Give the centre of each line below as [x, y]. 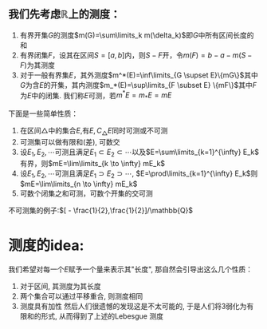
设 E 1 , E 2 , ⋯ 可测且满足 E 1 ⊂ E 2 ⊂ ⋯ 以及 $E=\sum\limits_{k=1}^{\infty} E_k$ [139, 153]
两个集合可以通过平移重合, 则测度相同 [81, 296]
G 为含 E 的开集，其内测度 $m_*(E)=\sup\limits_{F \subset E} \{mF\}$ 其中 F [138, 85]
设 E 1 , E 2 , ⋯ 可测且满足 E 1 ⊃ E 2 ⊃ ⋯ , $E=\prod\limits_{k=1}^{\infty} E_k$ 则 [139, 174]
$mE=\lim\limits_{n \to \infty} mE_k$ [79, 184]
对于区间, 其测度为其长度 [60, 286]
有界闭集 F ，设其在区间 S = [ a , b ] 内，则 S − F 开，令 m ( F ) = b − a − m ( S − [136, 55]
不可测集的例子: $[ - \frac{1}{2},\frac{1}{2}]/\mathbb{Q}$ [101, 210]
